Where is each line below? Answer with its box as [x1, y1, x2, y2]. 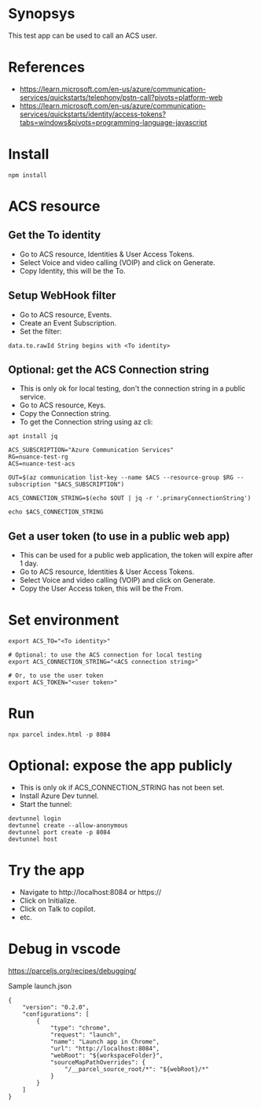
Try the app [8, 862, 85, 879]
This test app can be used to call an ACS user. [8, 31, 157, 40]
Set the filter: [19, 326, 62, 336]
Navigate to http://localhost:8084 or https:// [19, 888, 162, 896]
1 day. [19, 559, 39, 569]
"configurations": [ [22, 1010, 90, 1018]
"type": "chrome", [50, 1024, 111, 1032]
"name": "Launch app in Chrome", [50, 1037, 160, 1046]
